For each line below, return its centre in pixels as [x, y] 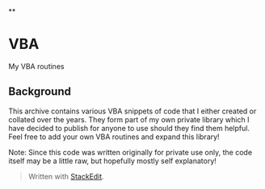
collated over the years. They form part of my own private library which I [129, 119]
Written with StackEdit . [66, 176]
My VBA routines [36, 66]
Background [40, 92]
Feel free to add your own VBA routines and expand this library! [114, 137]
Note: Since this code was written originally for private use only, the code [130, 152]
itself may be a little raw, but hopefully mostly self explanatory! [112, 161]
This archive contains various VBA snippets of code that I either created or [132, 111]
